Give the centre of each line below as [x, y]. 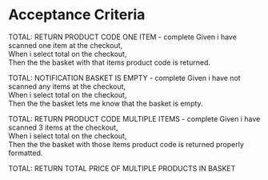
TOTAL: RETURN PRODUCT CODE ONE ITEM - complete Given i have [123, 37]
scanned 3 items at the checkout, [63, 127]
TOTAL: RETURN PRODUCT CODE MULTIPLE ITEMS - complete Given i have [134, 118]
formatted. [26, 153]
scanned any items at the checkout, [67, 86]
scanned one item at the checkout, [65, 45]
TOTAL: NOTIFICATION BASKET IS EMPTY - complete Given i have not [125, 78]
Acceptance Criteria [77, 15]
